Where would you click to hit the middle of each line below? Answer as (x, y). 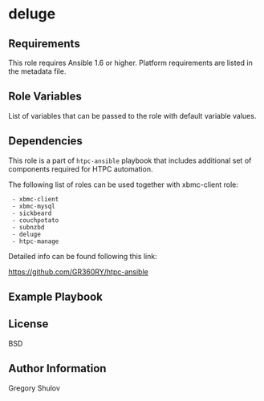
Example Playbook (55, 297)
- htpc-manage (35, 241)
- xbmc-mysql (34, 206)
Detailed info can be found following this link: (83, 256)
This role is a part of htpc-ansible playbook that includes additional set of (130, 160)
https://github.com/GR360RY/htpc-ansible (78, 271)
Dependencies (45, 141)
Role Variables (45, 97)
